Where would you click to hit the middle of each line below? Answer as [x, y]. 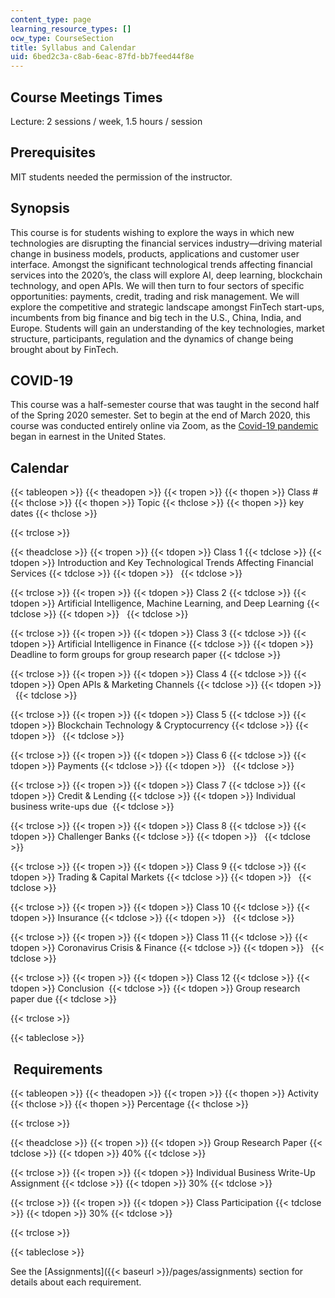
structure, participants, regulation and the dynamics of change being [152, 338]
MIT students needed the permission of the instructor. [121, 177]
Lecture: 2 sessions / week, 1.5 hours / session [106, 121]
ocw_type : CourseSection [62, 38]
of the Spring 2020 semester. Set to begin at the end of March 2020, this [160, 415]
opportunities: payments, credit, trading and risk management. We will [155, 296]
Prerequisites [53, 152]
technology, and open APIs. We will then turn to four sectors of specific [157, 285]
